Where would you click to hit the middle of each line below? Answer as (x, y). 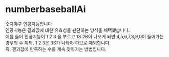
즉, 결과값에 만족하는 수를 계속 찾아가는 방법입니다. (56, 49)
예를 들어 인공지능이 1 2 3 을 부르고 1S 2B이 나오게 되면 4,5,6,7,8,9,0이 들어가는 (84, 36)
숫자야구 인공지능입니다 (29, 24)
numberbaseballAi (46, 9)
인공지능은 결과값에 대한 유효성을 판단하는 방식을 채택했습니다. (68, 30)
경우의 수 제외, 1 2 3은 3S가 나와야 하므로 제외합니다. (58, 43)
